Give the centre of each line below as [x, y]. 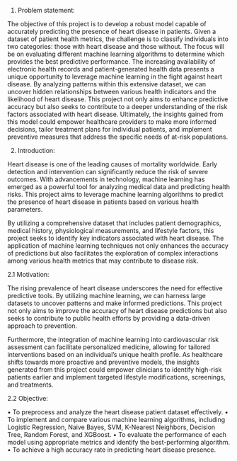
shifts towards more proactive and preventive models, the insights [103, 362]
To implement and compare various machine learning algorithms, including [116, 420]
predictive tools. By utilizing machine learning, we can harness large [107, 296]
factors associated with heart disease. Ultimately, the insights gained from [115, 114]
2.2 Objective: [28, 398]
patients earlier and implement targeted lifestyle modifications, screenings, [116, 377]
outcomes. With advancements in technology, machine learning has [106, 179]
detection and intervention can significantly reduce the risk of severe [108, 172]
